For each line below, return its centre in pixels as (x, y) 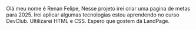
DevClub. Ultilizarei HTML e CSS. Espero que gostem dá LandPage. (88, 21)
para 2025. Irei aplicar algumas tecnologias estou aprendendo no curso (93, 15)
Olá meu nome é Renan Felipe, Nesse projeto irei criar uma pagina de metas (98, 9)
